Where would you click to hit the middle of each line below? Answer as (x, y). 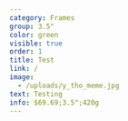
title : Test (32, 60)
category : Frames (42, 18)
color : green (34, 35)
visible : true (36, 43)
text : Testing (36, 94)
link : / (24, 69)
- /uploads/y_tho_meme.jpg (69, 86)
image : (22, 77)
